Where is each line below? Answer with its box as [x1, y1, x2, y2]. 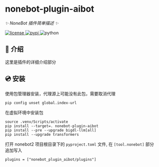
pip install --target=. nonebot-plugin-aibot [5, 123, 98, 129]
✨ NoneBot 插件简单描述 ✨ [5, 20, 59, 26]
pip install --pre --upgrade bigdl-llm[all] [5, 128, 96, 132]
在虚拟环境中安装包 [5, 110, 44, 115]
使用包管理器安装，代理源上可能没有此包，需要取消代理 [5, 91, 115, 96]
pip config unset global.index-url [5, 100, 77, 105]
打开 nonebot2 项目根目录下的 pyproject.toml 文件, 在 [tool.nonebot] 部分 [5, 141, 154, 147]
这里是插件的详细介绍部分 [5, 59, 56, 65]
